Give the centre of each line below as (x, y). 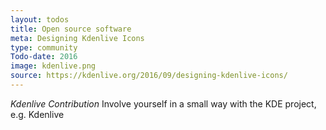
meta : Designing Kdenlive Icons (77, 38)
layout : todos (40, 19)
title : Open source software (71, 29)
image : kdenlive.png (53, 66)
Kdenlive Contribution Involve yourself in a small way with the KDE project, (163, 103)
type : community (44, 47)
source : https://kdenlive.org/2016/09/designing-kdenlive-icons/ (149, 76)
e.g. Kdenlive (37, 114)
